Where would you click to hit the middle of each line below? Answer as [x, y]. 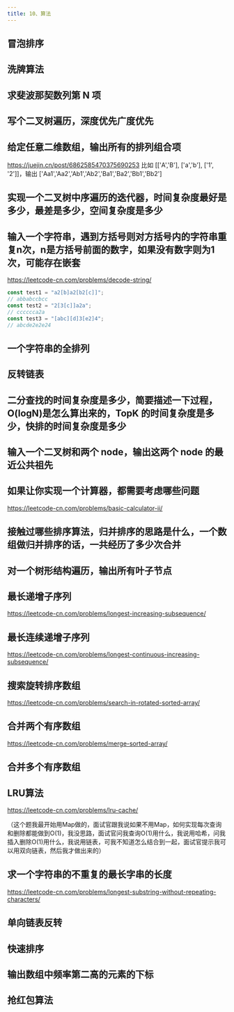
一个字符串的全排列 [48, 348]
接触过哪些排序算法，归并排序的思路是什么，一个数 [117, 532]
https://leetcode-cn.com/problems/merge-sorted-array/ [88, 743]
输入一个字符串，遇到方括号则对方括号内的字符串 [112, 236]
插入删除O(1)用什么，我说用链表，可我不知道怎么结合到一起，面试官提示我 [114, 842]
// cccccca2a [26, 312]
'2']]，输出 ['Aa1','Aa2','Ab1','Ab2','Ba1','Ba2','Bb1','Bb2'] [85, 174]
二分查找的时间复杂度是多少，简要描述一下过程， [112, 400]
